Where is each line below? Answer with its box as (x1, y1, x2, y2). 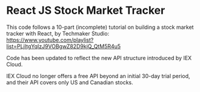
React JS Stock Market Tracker (6, 4, 165, 17)
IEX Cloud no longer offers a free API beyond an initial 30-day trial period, (6, 72, 190, 79)
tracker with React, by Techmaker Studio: (6, 29, 110, 37)
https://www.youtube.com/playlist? (6, 36, 94, 43)
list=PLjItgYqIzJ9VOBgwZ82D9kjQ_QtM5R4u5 (6, 43, 121, 50)
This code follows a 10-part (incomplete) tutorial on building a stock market (6, 23, 194, 31)
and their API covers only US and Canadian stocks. (6, 79, 133, 86)
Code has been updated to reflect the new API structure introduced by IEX (6, 54, 192, 61)
